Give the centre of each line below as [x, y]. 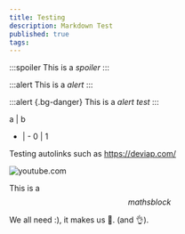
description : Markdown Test [61, 26]
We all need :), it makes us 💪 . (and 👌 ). [79, 220]
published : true [39, 34]
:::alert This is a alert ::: [51, 85]
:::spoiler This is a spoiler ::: [59, 68]
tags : [19, 42]
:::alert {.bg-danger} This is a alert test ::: [84, 102]
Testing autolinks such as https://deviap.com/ [92, 154]
